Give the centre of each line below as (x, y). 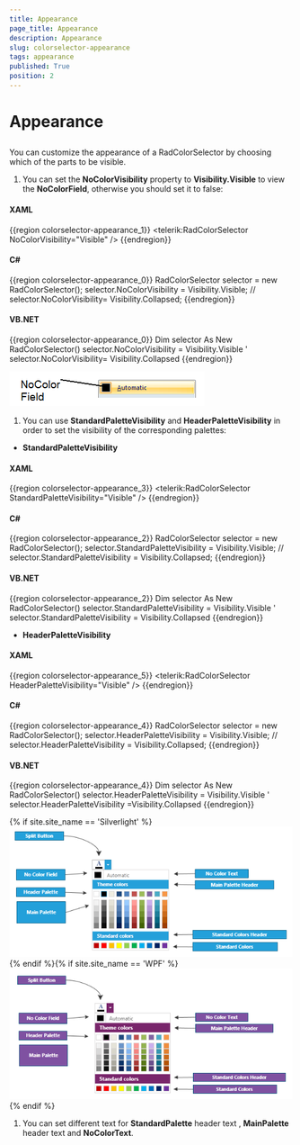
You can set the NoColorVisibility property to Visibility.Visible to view (154, 179)
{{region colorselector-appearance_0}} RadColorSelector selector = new (144, 280)
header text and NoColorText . (78, 1133)
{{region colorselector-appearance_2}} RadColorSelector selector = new (144, 538)
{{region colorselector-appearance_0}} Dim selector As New (121, 340)
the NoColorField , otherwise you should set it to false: (123, 189)
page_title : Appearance (54, 28)
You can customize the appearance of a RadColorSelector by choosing (141, 152)
